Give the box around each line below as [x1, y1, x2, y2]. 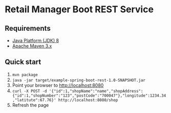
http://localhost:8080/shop [58, 97, 118, 103]
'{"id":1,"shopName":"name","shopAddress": [49, 88, 143, 94]
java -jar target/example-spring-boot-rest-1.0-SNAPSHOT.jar [12, 78, 146, 83]
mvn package [12, 72, 38, 77]
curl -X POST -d [12, 88, 47, 94]
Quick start [5, 58, 41, 66]
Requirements [5, 24, 51, 33]
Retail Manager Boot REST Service [5, 4, 154, 15]
